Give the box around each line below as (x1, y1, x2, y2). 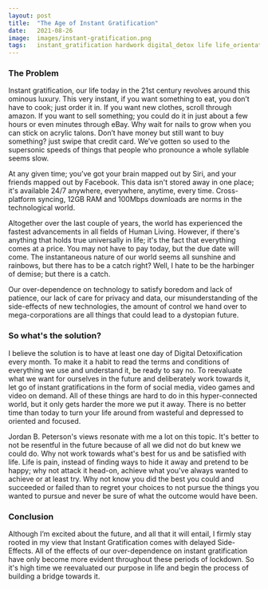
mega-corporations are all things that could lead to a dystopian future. (8, 310, 239, 320)
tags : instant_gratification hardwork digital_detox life (8, 42, 213, 49)
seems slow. (8, 153, 49, 164)
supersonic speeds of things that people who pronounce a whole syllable (8, 145, 250, 155)
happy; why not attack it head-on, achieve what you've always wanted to (8, 465, 249, 475)
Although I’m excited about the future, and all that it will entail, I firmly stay (8, 529, 252, 539)
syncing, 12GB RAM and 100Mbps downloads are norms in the (37, 195, 242, 204)
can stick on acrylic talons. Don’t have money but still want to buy (8, 128, 224, 138)
